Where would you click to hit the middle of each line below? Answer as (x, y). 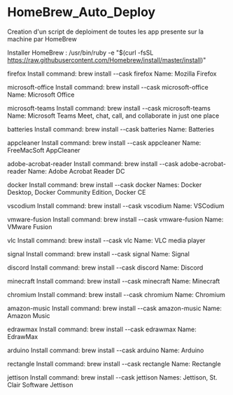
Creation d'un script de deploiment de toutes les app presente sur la (106, 32)
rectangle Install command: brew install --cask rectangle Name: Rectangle (114, 363)
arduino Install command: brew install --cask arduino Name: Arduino (106, 350)
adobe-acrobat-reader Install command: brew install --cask (93, 164)
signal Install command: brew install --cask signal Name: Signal (99, 254)
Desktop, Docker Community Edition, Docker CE (77, 192)
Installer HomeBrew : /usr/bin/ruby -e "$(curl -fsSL (80, 53)
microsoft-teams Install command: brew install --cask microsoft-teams (109, 108)
